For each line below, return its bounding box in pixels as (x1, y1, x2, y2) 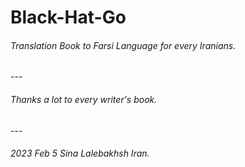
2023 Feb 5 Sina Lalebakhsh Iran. (10, 147, 150, 160)
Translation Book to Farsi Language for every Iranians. (10, 39, 237, 51)
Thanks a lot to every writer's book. (10, 93, 158, 105)
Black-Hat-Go (10, 6, 127, 29)
